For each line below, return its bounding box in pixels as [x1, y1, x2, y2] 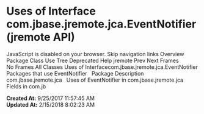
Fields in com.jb [6, 82, 46, 90]
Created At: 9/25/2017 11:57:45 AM [6, 94, 95, 102]
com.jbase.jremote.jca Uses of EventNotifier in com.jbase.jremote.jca [6, 76, 184, 84]
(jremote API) [6, 30, 75, 44]
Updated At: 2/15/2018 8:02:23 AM [6, 101, 95, 108]
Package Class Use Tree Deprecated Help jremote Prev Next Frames [6, 57, 179, 64]
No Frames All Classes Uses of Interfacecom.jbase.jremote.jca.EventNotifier [6, 63, 199, 71]
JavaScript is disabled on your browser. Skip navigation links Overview [6, 50, 184, 57]
